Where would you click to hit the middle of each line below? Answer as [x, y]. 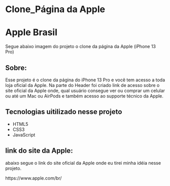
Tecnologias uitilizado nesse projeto [64, 112]
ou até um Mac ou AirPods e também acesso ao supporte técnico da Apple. [84, 96]
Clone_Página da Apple [55, 9]
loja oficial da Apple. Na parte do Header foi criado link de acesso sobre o [82, 85]
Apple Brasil [31, 33]
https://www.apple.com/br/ [33, 178]
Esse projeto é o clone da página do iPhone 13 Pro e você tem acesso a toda [85, 80]
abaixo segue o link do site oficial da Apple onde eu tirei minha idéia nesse [83, 163]
